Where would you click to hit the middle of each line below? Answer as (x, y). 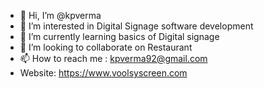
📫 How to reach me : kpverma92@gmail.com (113, 58)
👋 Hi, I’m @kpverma (60, 15)
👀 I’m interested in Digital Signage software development (136, 26)
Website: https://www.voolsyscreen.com (103, 73)
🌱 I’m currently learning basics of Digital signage (119, 36)
